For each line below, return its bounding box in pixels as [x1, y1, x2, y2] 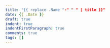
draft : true [5, 16, 30, 21]
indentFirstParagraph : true [5, 26, 65, 31]
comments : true [5, 30, 38, 35]
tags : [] [5, 35, 24, 40]
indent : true [5, 21, 33, 26]
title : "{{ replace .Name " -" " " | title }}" [5, 7, 105, 12]
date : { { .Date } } [5, 12, 44, 17]
